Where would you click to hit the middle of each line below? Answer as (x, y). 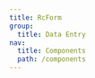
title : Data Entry (52, 34)
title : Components (52, 51)
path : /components (52, 59)
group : (22, 26)
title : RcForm (36, 17)
